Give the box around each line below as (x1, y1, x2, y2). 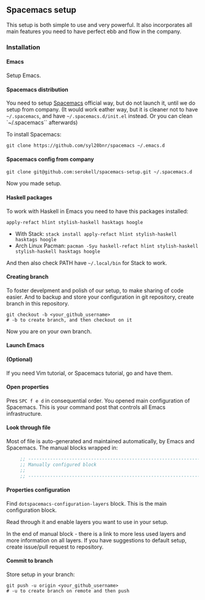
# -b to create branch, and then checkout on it (6, 317, 132, 323)
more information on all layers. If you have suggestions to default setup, (6, 536, 187, 544)
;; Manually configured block (20, 462, 97, 468)
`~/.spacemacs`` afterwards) (6, 119, 78, 126)
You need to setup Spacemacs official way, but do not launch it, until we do (6, 99, 196, 107)
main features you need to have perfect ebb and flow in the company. (6, 28, 182, 35)
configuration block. (6, 506, 57, 514)
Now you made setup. (6, 180, 62, 187)
